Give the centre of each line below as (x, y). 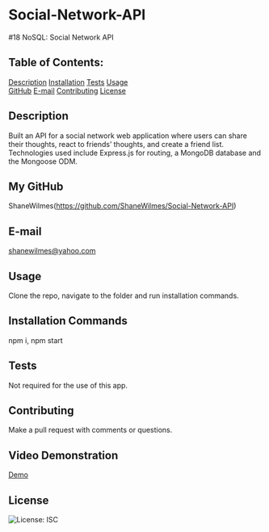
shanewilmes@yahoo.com (52, 251)
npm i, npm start (36, 340)
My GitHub (36, 186)
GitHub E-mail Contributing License (67, 90)
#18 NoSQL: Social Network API (61, 37)
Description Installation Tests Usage (68, 82)
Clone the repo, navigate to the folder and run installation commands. (124, 295)
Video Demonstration (63, 455)
